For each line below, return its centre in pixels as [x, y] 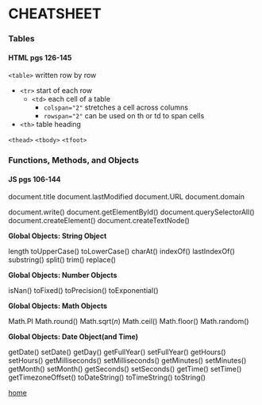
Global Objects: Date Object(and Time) [73, 337]
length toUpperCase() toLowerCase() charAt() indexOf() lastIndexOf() [122, 252]
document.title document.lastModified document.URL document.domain [126, 197]
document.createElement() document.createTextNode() [99, 221]
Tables [21, 39]
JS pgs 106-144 [35, 179]
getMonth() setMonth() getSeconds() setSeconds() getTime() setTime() [125, 369]
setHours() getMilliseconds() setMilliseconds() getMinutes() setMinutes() [127, 361]
